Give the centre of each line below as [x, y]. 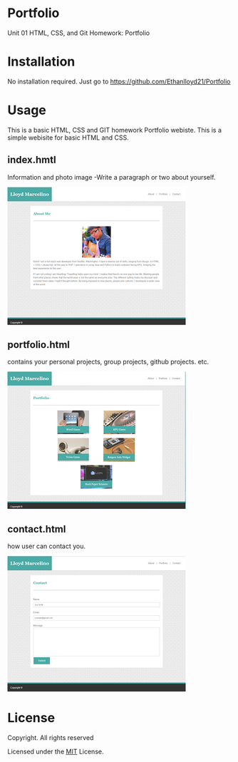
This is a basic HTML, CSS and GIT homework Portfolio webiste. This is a [115, 130]
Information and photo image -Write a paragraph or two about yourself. [112, 177]
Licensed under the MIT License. [56, 752]
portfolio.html [38, 345]
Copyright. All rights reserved [51, 738]
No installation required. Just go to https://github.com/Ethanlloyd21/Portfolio [119, 81]
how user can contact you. [47, 546]
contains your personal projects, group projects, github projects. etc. [108, 362]
